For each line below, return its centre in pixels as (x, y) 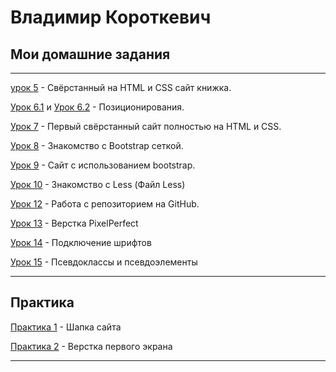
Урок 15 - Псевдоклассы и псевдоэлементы (104, 262)
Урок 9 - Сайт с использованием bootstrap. (103, 165)
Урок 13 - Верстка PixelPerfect (74, 223)
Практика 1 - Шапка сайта (66, 327)
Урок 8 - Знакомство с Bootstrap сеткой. (97, 145)
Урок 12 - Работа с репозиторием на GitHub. (105, 204)
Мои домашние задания (90, 54)
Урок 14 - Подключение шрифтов (81, 242)
